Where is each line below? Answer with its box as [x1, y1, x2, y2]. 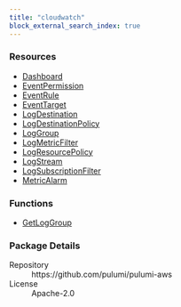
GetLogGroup [21, 217, 73, 228]
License [9, 279, 38, 289]
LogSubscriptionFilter [21, 166, 102, 176]
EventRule [21, 90, 59, 101]
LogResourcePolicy [21, 146, 93, 157]
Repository [9, 260, 49, 271]
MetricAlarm [21, 174, 68, 185]
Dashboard [21, 70, 64, 81]
